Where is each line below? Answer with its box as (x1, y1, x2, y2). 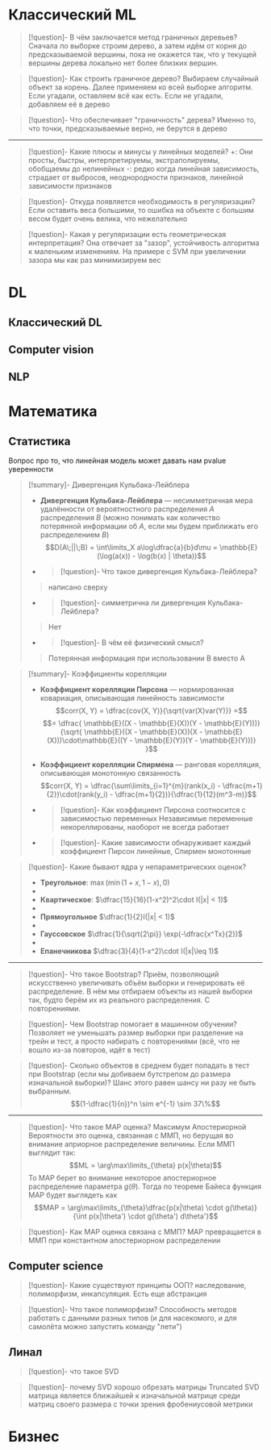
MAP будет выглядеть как (27, 1190, 118, 1200)
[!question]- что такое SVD (27, 1366, 119, 1376)
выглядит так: (27, 1148, 77, 1158)
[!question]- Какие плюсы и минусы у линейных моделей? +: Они (27, 147, 253, 156)
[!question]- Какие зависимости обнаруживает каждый (60, 838, 252, 848)
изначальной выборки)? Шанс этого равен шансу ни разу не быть (27, 1078, 256, 1088)
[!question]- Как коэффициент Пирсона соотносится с (60, 805, 246, 815)
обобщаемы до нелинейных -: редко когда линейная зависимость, (27, 164, 260, 173)
